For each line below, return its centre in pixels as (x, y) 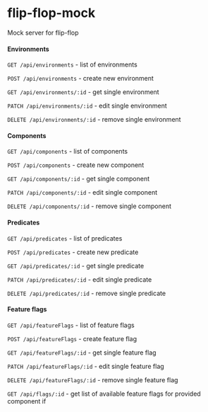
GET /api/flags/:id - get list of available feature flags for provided (104, 394)
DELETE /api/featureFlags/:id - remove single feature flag (93, 379)
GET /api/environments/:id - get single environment (84, 92)
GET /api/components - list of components (68, 151)
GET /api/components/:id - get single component (79, 179)
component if (27, 401)
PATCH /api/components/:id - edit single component (82, 193)
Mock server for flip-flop (43, 33)
